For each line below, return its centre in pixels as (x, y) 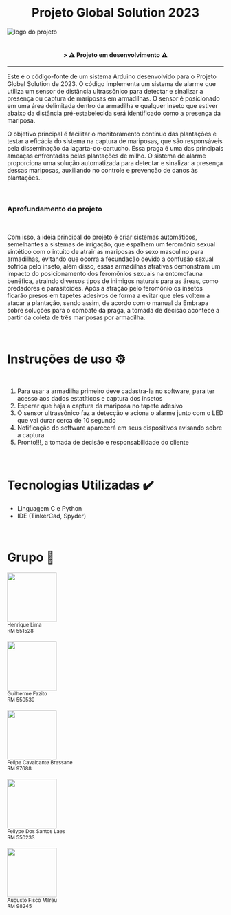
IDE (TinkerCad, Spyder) (52, 516)
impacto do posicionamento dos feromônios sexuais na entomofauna (105, 274)
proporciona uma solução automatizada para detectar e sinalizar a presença (115, 163)
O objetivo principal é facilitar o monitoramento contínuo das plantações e (112, 134)
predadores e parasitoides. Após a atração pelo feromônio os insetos (105, 288)
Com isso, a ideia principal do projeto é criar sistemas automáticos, (102, 237)
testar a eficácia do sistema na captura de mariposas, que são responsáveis (115, 141)
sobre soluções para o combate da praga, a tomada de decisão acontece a (113, 311)
